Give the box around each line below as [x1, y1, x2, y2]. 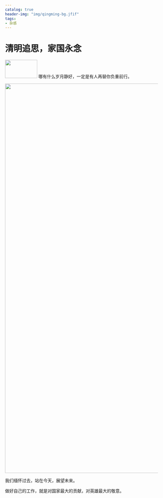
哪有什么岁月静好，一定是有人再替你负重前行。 [38, 74, 132, 79]
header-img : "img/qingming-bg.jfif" [5, 12, 79, 17]
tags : [5, 16, 16, 21]
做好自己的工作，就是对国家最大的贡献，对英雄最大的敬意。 [5, 488, 124, 494]
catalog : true [5, 7, 34, 12]
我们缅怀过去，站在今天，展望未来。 [5, 478, 78, 483]
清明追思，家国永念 [5, 43, 82, 54]
